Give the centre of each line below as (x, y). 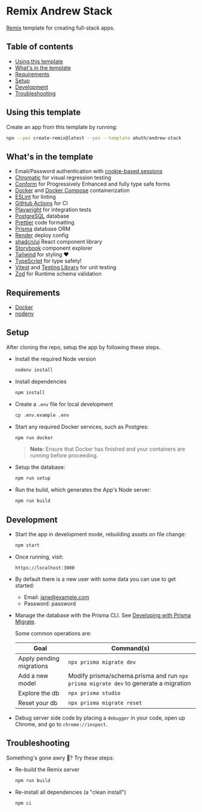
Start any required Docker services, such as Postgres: (82, 427)
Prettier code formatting (45, 223)
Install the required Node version (55, 359)
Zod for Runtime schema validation (58, 274)
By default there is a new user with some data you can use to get (95, 579)
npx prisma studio (94, 693)
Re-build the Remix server (47, 769)
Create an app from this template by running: (62, 127)
